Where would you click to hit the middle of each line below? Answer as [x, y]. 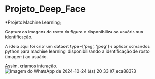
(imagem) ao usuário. [26, 56]
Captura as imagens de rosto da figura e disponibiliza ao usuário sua [74, 32]
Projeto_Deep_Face [45, 9]
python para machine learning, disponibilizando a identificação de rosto [77, 51]
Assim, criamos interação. [31, 66]
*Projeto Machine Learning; [33, 22]
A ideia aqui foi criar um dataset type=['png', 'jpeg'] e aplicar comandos [77, 46]
